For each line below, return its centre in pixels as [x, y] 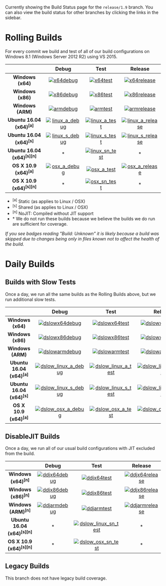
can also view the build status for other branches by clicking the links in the [82, 12]
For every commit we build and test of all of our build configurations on [77, 51]
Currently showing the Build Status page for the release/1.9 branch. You [79, 7]
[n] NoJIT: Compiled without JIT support [53, 213]
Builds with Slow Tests [41, 282]
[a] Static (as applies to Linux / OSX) [49, 201]
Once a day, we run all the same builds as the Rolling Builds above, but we [81, 294]
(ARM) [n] [20, 511]
